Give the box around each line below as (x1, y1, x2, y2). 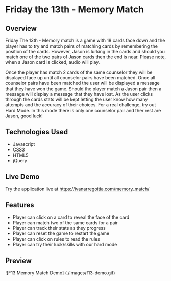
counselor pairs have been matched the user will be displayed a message (5, 80, 160, 86)
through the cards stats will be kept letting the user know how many (5, 96, 148, 102)
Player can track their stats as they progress (12, 225, 106, 231)
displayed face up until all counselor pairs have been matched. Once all (5, 75, 156, 80)
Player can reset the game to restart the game (12, 230, 110, 236)
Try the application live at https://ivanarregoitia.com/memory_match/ (5, 186, 150, 192)
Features (5, 201, 34, 209)
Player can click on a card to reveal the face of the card (12, 214, 130, 221)
